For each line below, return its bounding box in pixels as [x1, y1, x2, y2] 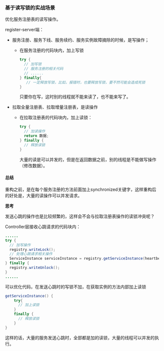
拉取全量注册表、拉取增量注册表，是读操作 [12, 104, 98, 110]
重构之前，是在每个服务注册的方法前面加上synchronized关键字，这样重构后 [5, 186, 157, 192]
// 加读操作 [23, 129, 45, 134]
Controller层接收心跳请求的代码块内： [5, 224, 81, 229]
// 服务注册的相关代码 [23, 66, 63, 71]
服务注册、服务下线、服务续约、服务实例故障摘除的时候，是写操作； [12, 37, 149, 43]
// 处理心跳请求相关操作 [9, 251, 53, 257]
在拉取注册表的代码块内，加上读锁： [19, 115, 93, 121]
